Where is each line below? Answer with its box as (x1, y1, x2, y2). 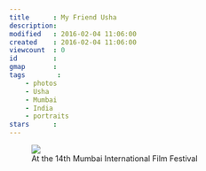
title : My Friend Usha (9, 12, 117, 22)
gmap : (9, 63, 58, 72)
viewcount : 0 (9, 46, 66, 55)
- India (25, 104, 53, 113)
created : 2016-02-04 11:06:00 (9, 37, 138, 47)
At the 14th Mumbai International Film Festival (31, 153, 198, 164)
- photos (25, 79, 58, 88)
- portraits (25, 112, 69, 120)
